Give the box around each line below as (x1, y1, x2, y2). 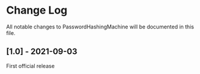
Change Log (6, 4, 67, 17)
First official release (6, 62, 55, 69)
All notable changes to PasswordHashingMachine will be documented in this (6, 23, 194, 30)
